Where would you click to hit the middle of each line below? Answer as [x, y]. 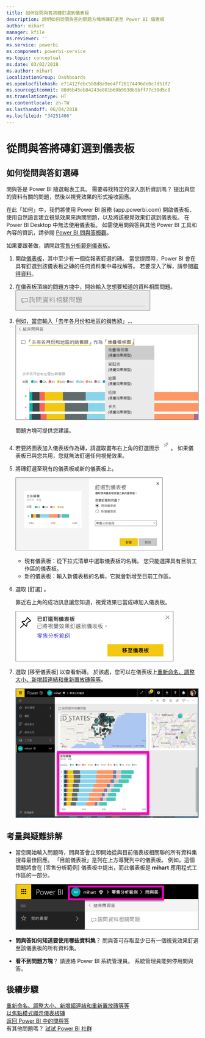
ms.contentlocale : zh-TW [38, 103]
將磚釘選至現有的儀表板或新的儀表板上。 [66, 469]
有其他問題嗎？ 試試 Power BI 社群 [49, 1028]
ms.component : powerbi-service [46, 52]
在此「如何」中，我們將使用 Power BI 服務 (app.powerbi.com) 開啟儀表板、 [101, 209]
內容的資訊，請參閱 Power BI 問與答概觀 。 [59, 232]
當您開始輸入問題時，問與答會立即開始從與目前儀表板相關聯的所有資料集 [106, 852]
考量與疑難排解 [34, 836]
